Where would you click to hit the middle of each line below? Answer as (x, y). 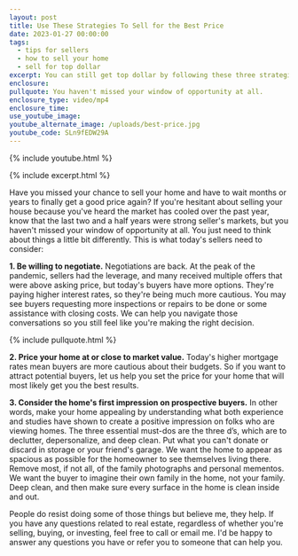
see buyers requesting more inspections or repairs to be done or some (138, 303)
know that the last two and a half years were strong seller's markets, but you (149, 220)
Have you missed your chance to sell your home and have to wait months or (148, 192)
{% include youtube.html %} (61, 158)
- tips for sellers (53, 51)
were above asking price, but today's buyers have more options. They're (142, 285)
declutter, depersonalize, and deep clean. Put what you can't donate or (139, 440)
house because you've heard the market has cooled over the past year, (139, 211)
